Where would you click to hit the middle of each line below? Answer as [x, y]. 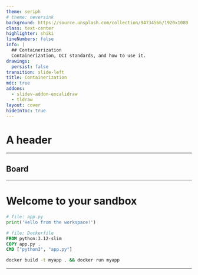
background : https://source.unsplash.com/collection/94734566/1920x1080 [97, 22]
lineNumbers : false [30, 39]
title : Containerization [37, 77]
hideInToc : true [26, 111]
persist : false [30, 67]
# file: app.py [25, 217]
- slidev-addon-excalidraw [44, 94]
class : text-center [30, 28]
